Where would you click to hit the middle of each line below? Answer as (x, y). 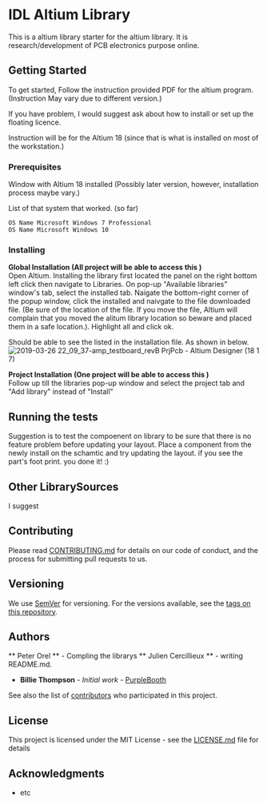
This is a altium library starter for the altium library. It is (98, 37)
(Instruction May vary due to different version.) (85, 98)
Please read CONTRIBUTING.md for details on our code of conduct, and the (133, 550)
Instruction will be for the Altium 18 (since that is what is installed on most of (133, 137)
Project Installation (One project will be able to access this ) (109, 375)
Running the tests (53, 417)
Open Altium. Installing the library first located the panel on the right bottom (133, 276)
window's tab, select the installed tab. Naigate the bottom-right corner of (129, 293)
